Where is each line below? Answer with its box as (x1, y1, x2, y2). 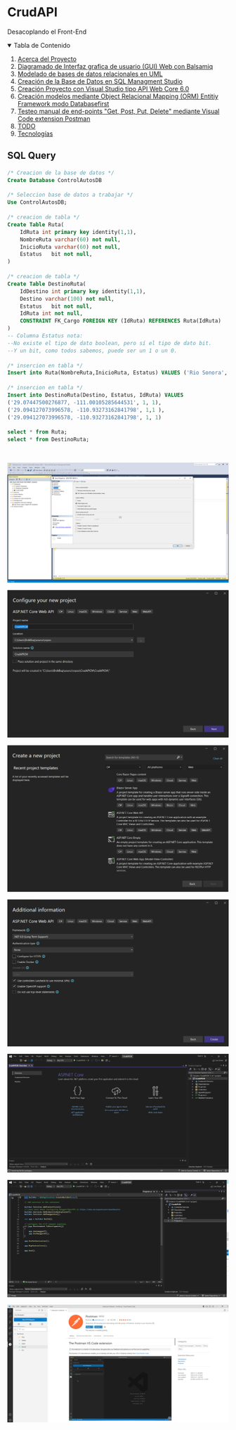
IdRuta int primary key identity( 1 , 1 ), (20, 228, 137, 235)
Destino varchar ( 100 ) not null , (20, 295, 114, 302)
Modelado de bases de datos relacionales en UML (17, 70, 163, 78)
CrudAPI (7, 4, 58, 20)
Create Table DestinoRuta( (7, 280, 86, 287)
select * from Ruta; (7, 429, 68, 436)
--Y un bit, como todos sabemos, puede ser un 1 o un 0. (7, 347, 178, 354)
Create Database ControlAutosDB (7, 176, 102, 183)
